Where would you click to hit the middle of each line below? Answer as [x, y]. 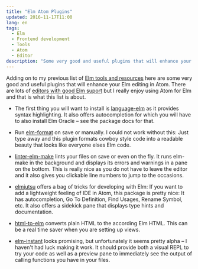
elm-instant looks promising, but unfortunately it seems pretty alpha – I [101, 241]
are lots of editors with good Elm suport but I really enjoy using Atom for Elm [99, 90]
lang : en [17, 22]
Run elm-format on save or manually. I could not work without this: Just [102, 132]
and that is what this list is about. [46, 97]
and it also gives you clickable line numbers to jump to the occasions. [99, 175]
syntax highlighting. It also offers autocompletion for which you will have [103, 114]
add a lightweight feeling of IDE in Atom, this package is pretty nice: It [100, 193]
